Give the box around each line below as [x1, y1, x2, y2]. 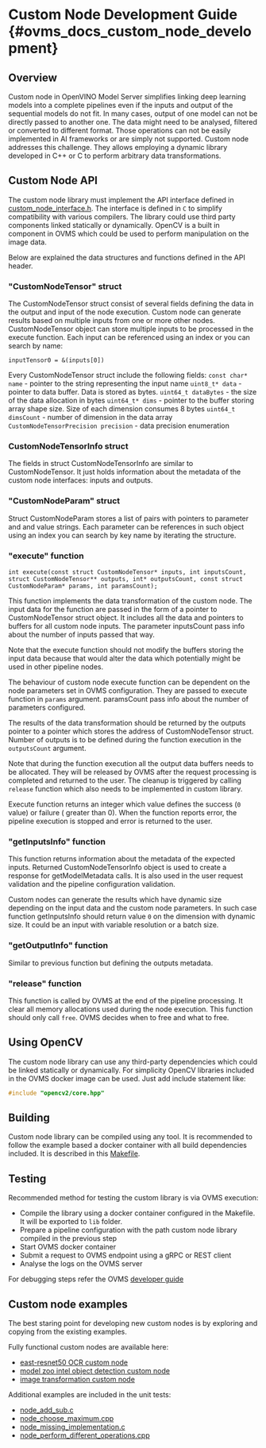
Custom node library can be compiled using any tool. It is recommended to [8, 1132, 253, 1142]
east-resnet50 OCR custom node [19, 1357, 129, 1367]
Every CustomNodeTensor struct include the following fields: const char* [8, 371, 248, 380]
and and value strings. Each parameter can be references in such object [8, 522, 245, 531]
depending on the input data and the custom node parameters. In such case [8, 903, 257, 913]
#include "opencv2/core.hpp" [8, 1089, 105, 1097]
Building [8, 1111, 50, 1124]
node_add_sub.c [19, 1405, 74, 1415]
